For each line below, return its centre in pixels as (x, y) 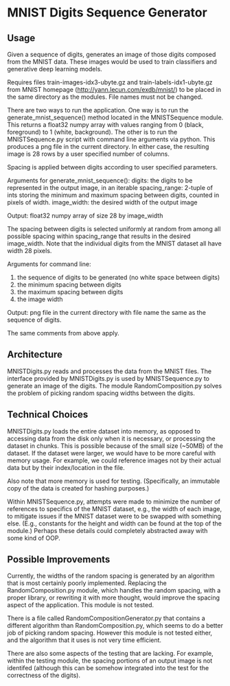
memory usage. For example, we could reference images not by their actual (114, 460)
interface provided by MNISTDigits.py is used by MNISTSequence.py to (108, 378)
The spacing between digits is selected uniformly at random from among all (114, 229)
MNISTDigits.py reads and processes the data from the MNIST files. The (109, 371)
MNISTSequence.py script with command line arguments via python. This (111, 139)
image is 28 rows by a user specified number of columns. (89, 154)
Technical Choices (48, 415)
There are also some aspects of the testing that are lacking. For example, (111, 654)
